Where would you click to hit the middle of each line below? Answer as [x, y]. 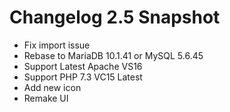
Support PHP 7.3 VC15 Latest [83, 77]
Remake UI [46, 98]
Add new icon [52, 87]
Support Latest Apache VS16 [83, 66]
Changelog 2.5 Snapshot [115, 17]
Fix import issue [57, 45]
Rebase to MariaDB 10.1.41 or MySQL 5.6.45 [113, 55]
